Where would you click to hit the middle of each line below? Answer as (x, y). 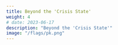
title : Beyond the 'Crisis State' (49, 11)
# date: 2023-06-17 (30, 22)
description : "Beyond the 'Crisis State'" (59, 28)
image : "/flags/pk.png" (36, 33)
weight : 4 (18, 17)
